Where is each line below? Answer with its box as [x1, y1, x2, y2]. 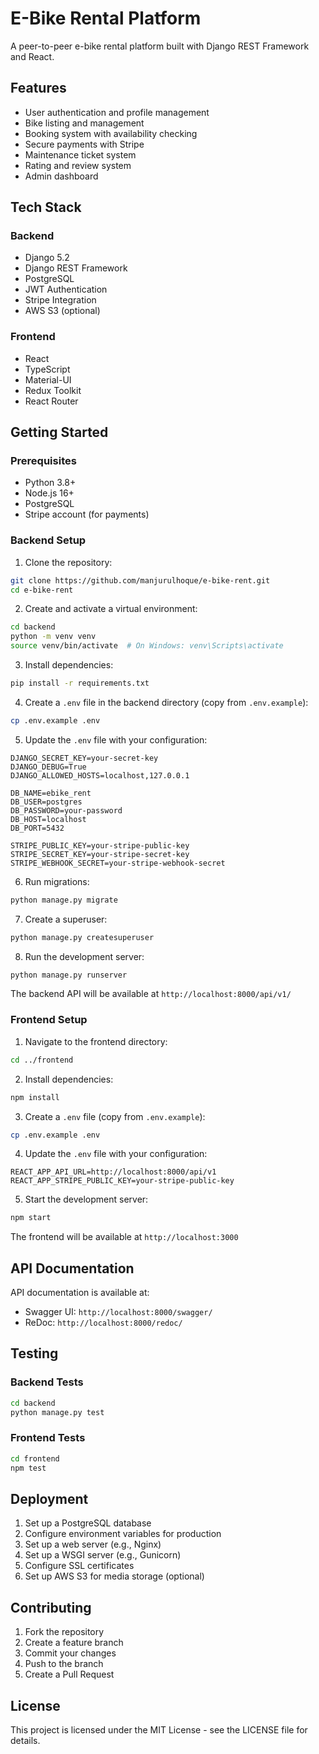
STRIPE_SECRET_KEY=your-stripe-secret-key [10, 849, 190, 859]
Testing [10, 1345, 59, 1362]
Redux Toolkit [24, 384, 82, 396]
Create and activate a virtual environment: [24, 603, 198, 615]
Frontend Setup [10, 1013, 88, 1027]
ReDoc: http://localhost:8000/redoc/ [24, 1317, 183, 1329]
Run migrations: [24, 875, 90, 887]
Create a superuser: [24, 913, 108, 925]
